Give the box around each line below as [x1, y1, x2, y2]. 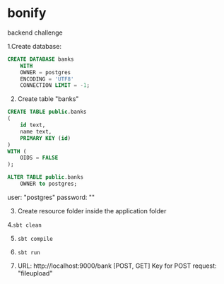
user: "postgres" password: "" [7, 193, 95, 201]
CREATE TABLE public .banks [7, 108, 87, 116]
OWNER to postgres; [20, 180, 78, 188]
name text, [20, 128, 52, 135]
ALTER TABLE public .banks [7, 174, 83, 181]
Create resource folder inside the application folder [17, 206, 167, 215]
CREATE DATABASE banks [7, 55, 74, 63]
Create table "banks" [17, 95, 79, 103]
